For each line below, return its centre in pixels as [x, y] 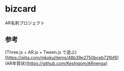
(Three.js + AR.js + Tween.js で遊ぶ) [41, 52]
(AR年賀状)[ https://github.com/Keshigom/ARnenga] [56, 63]
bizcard [21, 9]
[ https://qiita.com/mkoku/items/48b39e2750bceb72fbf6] [62, 57]
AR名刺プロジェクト [25, 23]
